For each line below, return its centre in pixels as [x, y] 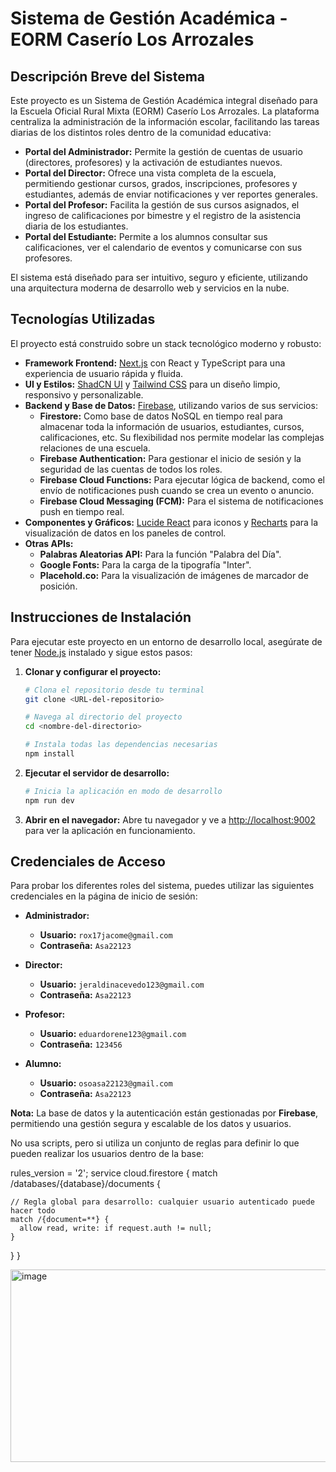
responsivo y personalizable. [84, 394]
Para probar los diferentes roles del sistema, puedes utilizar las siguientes [162, 886]
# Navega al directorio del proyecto [103, 717]
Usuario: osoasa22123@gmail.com [106, 1083]
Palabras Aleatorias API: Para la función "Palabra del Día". [160, 554]
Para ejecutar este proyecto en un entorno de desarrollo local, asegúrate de [166, 641]
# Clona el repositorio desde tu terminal [114, 690]
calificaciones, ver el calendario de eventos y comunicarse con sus [163, 247]
